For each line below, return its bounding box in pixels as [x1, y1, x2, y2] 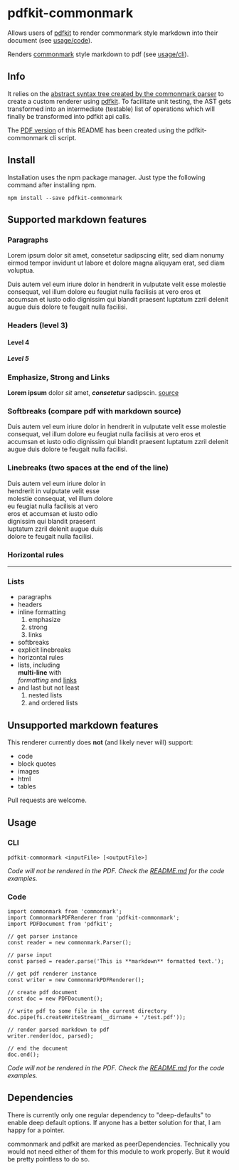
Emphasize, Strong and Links [7, 372, 110, 382]
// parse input [7, 952, 53, 959]
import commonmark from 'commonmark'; [7, 908, 122, 915]
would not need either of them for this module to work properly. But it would [7, 1147, 230, 1156]
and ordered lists [28, 699, 78, 707]
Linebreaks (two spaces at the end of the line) [7, 463, 169, 473]
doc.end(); [7, 1051, 40, 1058]
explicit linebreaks [17, 645, 71, 654]
